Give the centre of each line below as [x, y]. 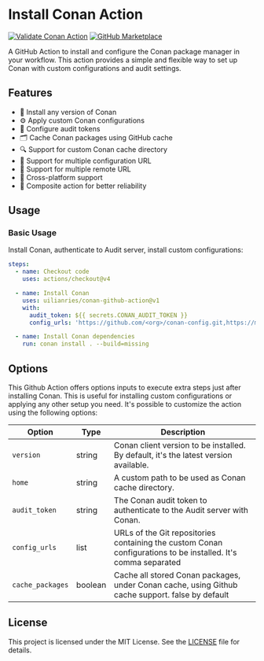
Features [30, 93]
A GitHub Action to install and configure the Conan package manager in [124, 51]
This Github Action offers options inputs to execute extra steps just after [125, 388]
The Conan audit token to [160, 500]
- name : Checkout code [52, 272]
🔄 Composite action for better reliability [83, 186]
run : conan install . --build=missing [86, 344]
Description [183, 432]
